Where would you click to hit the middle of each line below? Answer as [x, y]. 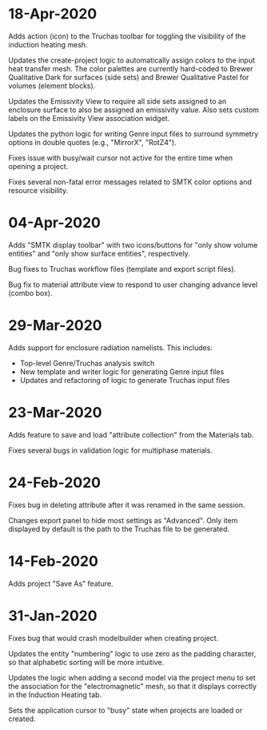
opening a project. [38, 166]
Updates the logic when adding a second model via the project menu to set [132, 677]
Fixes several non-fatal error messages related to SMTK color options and [130, 182]
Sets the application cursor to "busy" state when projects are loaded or [126, 710]
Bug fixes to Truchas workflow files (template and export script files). [122, 268]
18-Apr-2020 [53, 14]
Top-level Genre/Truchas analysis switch [87, 363]
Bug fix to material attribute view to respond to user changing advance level [133, 284]
